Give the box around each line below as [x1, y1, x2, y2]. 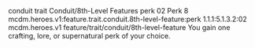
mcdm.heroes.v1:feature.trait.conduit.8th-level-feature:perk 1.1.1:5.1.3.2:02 [8, 14, 248, 24]
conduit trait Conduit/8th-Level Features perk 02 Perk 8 [8, 6, 189, 15]
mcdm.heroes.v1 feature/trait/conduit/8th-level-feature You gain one [8, 23, 231, 32]
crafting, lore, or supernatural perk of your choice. [8, 31, 171, 40]
